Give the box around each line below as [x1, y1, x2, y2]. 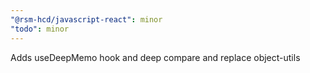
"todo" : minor [10, 24, 70, 34]
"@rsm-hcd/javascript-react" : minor [10, 14, 163, 25]
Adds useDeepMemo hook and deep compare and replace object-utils [10, 51, 301, 63]
